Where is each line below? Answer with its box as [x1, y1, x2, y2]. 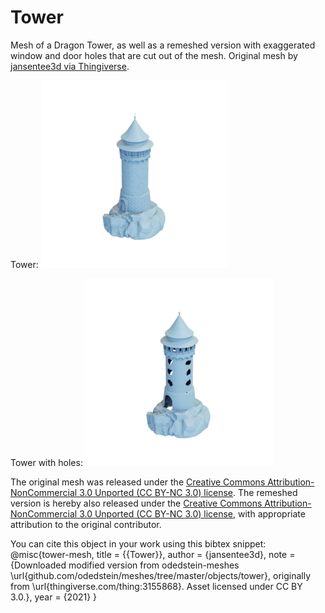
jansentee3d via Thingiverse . [10, 60, 130, 72]
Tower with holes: [10, 456, 83, 468]
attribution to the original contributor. [10, 518, 162, 530]
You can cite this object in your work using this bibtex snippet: [10, 537, 267, 550]
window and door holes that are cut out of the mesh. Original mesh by [10, 49, 298, 61]
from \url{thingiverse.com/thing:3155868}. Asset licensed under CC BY [10, 580, 303, 592]
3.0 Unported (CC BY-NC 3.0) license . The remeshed [79, 486, 298, 498]
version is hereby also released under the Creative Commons [10, 497, 263, 509]
